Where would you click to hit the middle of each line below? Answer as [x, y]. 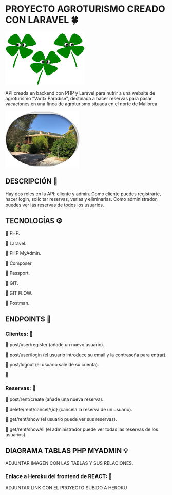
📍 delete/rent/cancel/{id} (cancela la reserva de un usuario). [69, 409]
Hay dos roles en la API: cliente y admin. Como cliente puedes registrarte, [83, 194]
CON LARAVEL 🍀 [42, 20]
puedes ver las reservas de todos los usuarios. [55, 205]
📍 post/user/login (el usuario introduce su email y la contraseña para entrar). [86, 355]
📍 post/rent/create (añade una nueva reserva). [54, 399]
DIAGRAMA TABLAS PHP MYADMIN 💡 [67, 451]
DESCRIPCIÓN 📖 [32, 181]
